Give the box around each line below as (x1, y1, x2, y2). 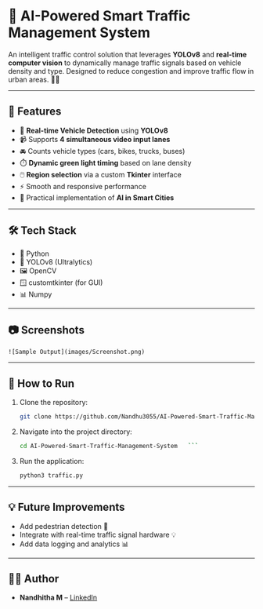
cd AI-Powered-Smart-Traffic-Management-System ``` (19, 443, 199, 450)
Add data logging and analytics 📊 (19, 539, 129, 549)
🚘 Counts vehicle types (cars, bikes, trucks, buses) (19, 146, 186, 155)
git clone (19, 413, 52, 421)
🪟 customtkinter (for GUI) (19, 278, 103, 287)
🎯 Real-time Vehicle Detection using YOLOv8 (19, 126, 168, 135)
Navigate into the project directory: (19, 427, 133, 436)
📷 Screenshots (8, 323, 85, 337)
